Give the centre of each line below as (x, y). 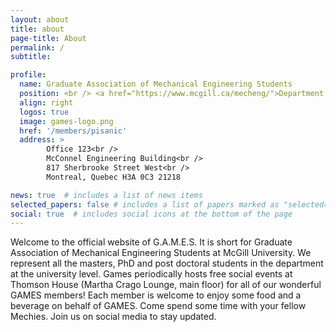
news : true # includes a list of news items (106, 195)
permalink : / (37, 47)
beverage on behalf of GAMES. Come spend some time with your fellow (158, 306)
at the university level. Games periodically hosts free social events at (151, 274)
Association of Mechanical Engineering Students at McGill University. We (161, 253)
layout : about (40, 19)
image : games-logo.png (66, 121)
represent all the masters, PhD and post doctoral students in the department (167, 263)
